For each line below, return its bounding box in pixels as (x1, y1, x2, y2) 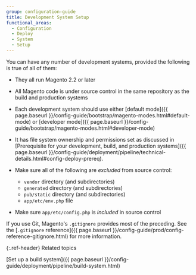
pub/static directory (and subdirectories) (23, 190, 126, 198)
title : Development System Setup (6, 14, 89, 20)
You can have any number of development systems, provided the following (6, 58, 190, 65)
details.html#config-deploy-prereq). (14, 155, 104, 162)
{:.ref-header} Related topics (6, 244, 77, 251)
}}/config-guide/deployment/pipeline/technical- (48, 148, 166, 155)
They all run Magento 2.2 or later (14, 76, 96, 83)
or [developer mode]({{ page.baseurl (32, 118, 123, 125)
